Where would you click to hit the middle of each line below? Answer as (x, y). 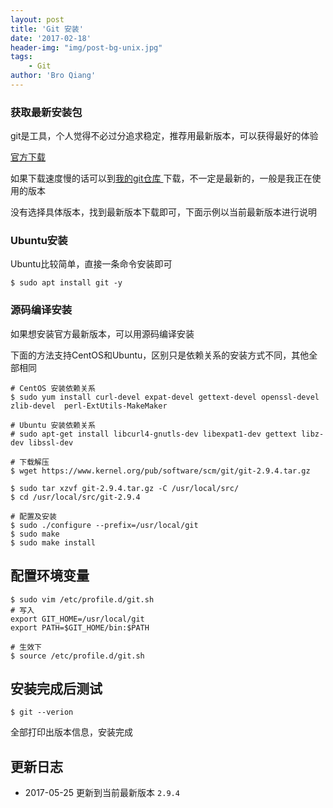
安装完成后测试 (56, 688)
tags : (21, 57)
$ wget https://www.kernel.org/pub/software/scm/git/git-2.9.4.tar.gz (160, 471)
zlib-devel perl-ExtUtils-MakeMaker (89, 406)
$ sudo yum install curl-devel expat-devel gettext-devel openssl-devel (165, 397)
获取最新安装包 (46, 112)
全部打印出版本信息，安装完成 (71, 732)
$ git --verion (42, 712)
